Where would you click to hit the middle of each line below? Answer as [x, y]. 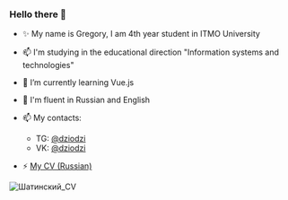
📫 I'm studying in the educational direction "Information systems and [151, 52]
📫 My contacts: [52, 118]
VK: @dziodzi [61, 148]
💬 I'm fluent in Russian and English [86, 100]
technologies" [48, 65]
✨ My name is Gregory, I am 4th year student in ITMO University [141, 34]
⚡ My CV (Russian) [57, 166]
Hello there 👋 [38, 14]
